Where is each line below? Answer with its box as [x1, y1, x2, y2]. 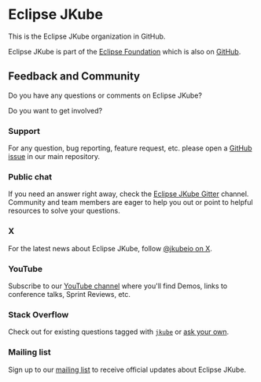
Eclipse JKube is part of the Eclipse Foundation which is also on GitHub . [8, 46, 241, 56]
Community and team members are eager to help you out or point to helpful [8, 198, 253, 207]
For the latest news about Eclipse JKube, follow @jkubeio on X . [8, 243, 212, 253]
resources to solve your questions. [8, 206, 120, 216]
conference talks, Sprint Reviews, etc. [8, 289, 131, 299]
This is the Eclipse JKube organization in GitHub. [8, 32, 166, 41]
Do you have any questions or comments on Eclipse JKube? [8, 91, 203, 100]
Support [8, 125, 41, 136]
